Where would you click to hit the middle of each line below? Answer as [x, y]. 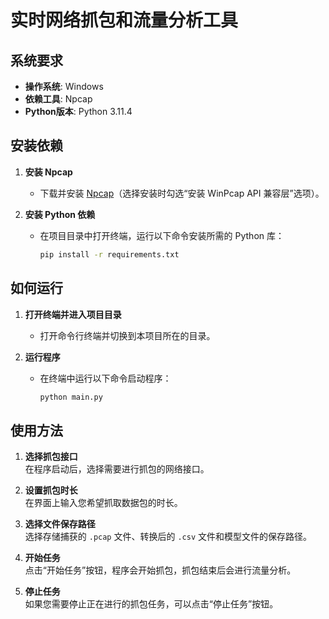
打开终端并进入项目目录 [73, 314]
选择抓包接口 [51, 457]
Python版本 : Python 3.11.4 [78, 111]
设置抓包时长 [51, 490]
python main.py [71, 397]
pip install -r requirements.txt [109, 254]
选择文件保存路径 [60, 524]
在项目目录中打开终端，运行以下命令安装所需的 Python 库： [162, 235]
